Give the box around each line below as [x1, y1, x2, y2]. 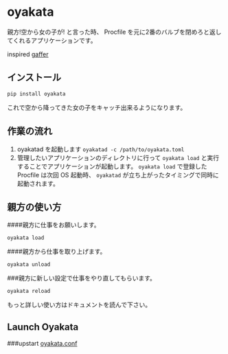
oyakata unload [7, 261, 51, 268]
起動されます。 [16, 179, 60, 188]
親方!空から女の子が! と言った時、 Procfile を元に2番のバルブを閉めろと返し [7, 27, 222, 36]
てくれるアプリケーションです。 [7, 36, 97, 45]
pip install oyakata [7, 90, 67, 97]
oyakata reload [7, 288, 51, 295]
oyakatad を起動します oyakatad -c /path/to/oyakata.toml [16, 145, 185, 153]
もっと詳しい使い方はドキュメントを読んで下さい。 [7, 300, 152, 309]
